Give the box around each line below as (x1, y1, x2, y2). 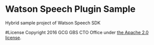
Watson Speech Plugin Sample (5, 3, 136, 15)
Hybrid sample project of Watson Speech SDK (5, 20, 101, 26)
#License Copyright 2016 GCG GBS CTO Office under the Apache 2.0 (5, 29, 149, 35)
